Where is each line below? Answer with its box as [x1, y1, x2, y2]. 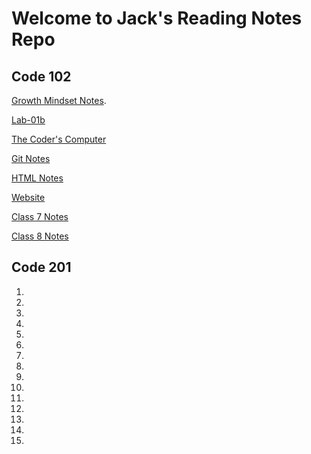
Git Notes [11, 153, 51, 164]
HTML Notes [11, 172, 64, 184]
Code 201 [11, 259, 72, 276]
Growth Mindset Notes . [11, 95, 107, 106]
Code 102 [11, 68, 72, 85]
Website [11, 192, 46, 203]
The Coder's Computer [11, 133, 107, 145]
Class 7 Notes [11, 211, 69, 222]
